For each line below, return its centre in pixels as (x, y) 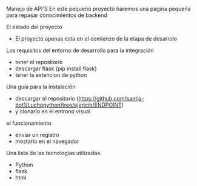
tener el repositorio (39, 62)
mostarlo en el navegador (47, 141)
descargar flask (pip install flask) (56, 68)
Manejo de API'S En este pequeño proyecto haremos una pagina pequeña (98, 9)
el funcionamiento (29, 123)
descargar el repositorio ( (47, 98)
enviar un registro (37, 135)
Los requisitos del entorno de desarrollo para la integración (80, 50)
